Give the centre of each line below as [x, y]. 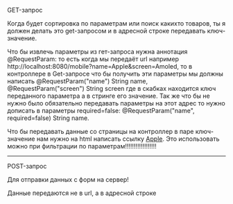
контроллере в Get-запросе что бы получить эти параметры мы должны [115, 74]
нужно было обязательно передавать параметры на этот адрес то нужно [116, 103]
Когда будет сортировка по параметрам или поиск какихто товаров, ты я [116, 23]
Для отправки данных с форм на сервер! [68, 179]
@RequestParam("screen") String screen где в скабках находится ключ [112, 88]
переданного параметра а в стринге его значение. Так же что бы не [109, 96]
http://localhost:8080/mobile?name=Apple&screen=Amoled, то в [100, 66]
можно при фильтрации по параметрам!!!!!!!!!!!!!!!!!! [82, 146]
